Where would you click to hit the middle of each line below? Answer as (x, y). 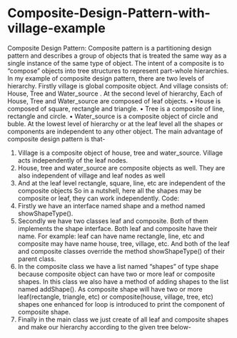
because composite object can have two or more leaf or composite (116, 274)
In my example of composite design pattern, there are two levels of (106, 78)
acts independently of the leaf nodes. (73, 160)
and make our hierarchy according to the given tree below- (104, 327)
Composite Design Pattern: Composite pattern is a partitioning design (110, 48)
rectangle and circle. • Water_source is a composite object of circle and (113, 116)
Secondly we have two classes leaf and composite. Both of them (113, 221)
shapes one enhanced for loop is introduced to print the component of (121, 304)
